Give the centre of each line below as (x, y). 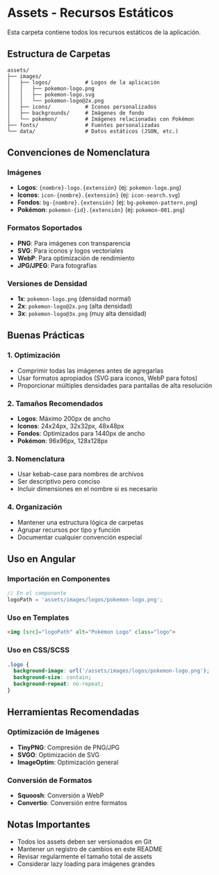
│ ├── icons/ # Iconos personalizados (82, 107)
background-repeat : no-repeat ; (59, 684)
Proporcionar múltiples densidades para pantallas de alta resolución (115, 385)
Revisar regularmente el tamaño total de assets (84, 856)
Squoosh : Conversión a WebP (60, 795)
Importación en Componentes (59, 578)
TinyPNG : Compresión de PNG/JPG (68, 747)
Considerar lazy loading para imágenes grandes (86, 864)
